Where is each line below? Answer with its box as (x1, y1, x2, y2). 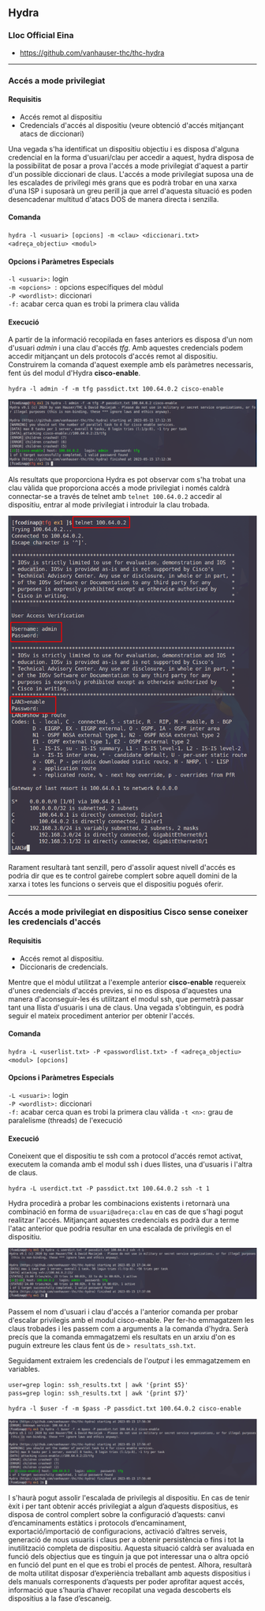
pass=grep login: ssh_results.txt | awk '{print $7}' (8, 1389, 189, 1398)
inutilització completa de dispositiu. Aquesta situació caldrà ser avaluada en (8, 1543, 255, 1553)
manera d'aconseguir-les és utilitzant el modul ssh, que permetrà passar (8, 994, 244, 1003)
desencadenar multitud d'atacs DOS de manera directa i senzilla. (8, 194, 219, 204)
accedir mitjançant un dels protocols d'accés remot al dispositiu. (8, 351, 218, 362)
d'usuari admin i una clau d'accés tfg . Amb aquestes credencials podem (8, 343, 244, 353)
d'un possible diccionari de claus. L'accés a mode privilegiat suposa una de (8, 169, 254, 178)
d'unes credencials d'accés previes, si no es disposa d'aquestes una (8, 986, 233, 995)
